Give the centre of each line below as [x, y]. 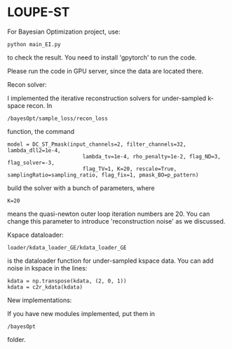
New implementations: [40, 300]
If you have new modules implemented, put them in [81, 313]
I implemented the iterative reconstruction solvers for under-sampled [107, 98]
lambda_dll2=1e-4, [34, 150]
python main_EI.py [34, 44]
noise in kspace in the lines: [47, 268]
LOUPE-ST [39, 12]
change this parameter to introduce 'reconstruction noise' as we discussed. [116, 221]
